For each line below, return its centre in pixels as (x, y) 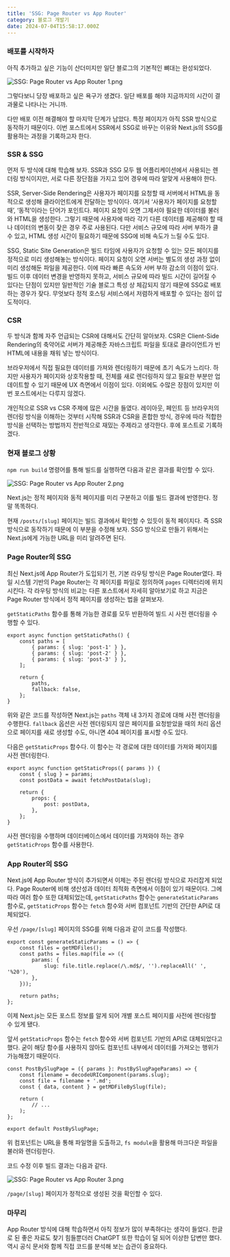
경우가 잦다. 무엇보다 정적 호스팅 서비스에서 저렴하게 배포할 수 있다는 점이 (117, 293)
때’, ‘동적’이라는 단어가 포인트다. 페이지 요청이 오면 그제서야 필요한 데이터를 (107, 210)
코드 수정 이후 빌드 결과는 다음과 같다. (57, 1166)
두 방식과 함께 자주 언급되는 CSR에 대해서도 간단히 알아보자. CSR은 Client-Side (113, 336)
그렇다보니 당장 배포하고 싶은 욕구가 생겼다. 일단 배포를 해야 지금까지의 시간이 (110, 95)
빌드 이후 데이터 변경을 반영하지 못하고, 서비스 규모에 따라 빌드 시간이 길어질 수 (112, 276)
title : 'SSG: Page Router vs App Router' (67, 13)
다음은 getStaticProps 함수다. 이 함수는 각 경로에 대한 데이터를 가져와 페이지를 (112, 747)
